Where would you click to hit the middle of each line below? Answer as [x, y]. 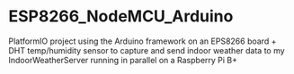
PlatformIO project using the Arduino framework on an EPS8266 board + [143, 41]
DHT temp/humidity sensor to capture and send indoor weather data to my [147, 50]
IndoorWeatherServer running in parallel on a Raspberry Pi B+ [123, 60]
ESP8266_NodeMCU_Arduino [121, 16]
